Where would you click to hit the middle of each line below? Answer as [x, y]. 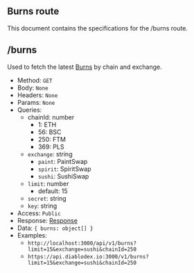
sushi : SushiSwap [63, 176]
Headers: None [37, 95]
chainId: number [51, 117]
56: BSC [50, 132]
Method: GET [35, 80]
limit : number [48, 183]
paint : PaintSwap [63, 161]
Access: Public [39, 213]
